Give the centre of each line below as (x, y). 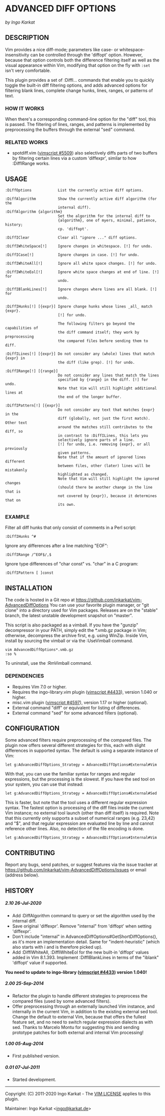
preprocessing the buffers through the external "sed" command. (70, 130)
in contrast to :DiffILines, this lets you (103, 436)
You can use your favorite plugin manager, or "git (99, 605)
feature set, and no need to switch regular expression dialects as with (82, 1022)
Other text (16, 423)
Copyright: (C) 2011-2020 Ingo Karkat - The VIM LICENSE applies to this (78, 1094)
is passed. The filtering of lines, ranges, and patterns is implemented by (78, 124)
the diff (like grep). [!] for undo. (96, 363)
